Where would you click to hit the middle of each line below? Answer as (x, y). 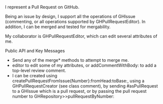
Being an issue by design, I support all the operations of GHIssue (70, 16)
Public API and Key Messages (35, 51)
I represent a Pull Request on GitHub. (42, 7)
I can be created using (35, 76)
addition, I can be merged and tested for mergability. (58, 27)
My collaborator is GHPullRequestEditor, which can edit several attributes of (81, 36)
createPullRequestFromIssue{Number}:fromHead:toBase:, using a (78, 81)
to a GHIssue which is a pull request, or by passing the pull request (79, 91)
